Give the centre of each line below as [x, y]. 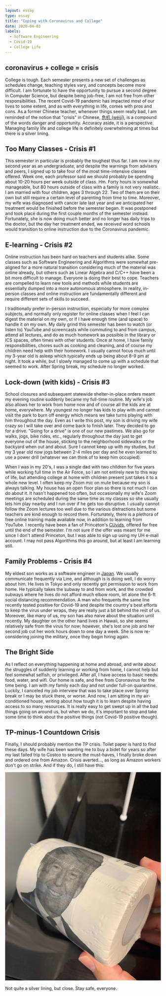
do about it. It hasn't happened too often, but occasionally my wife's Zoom [81, 493]
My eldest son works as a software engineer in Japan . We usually [72, 573]
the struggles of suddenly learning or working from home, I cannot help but [82, 669]
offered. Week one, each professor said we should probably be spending [80, 176]
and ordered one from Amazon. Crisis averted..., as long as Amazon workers [83, 760]
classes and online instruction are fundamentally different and [83, 294]
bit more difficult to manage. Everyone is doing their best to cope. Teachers [82, 278]
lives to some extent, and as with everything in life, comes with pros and [79, 106]
